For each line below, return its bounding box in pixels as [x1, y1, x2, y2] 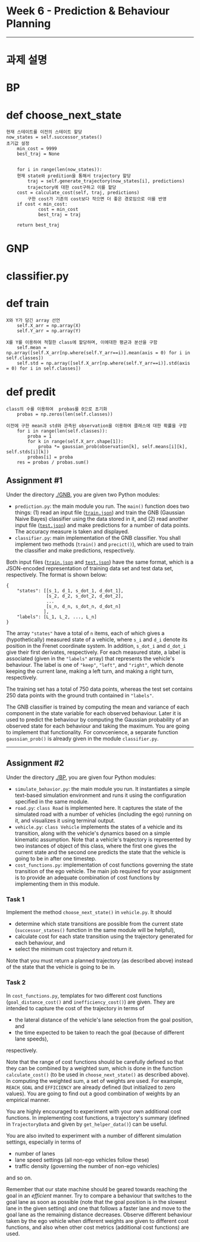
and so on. [6, 1174, 33, 1181]
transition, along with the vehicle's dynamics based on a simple [14, 830, 171, 837]
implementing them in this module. [14, 880, 100, 887]
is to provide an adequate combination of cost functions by [14, 874, 160, 881]
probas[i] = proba [27, 454, 73, 460]
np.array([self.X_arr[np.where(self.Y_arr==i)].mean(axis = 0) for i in [6, 350, 190, 356]
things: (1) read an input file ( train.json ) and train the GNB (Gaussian [14, 509, 185, 516]
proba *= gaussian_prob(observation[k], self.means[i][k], [37, 443, 187, 449]
